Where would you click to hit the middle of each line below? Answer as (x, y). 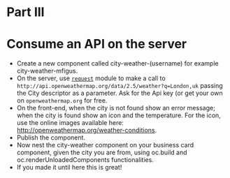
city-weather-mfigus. (47, 71)
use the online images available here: (70, 123)
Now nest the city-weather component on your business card (105, 145)
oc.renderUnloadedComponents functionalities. (85, 160)
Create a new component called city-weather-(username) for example (117, 64)
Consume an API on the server (97, 44)
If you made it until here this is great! (69, 168)
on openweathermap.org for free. (62, 101)
